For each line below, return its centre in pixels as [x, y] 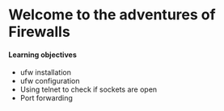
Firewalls [39, 32]
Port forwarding [46, 98]
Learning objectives [42, 55]
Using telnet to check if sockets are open [89, 89]
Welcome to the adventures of [112, 15]
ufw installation [45, 72]
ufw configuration [50, 81]
